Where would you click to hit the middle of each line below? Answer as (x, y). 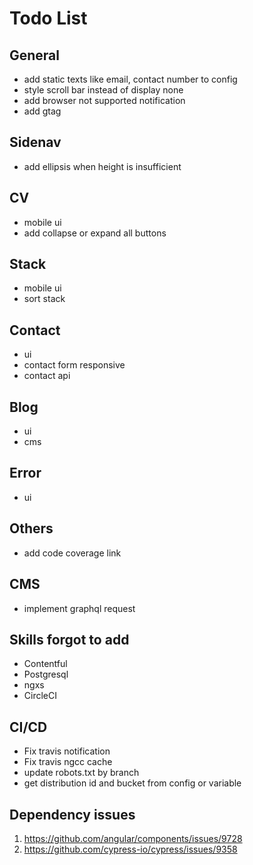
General (35, 55)
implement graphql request (79, 608)
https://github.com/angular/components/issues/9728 (133, 838)
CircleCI (40, 696)
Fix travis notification (67, 751)
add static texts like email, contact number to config (130, 79)
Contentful (45, 664)
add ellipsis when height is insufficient (102, 166)
